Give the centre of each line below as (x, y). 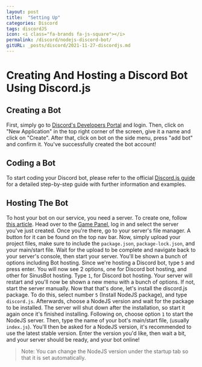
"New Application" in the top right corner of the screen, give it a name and (99, 131)
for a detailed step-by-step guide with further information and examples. (96, 184)
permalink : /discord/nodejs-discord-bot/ (59, 40)
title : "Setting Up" (33, 18)
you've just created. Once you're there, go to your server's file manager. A (99, 231)
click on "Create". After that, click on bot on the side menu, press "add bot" (99, 138)
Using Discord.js (49, 88)
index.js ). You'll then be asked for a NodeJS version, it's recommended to (99, 327)
